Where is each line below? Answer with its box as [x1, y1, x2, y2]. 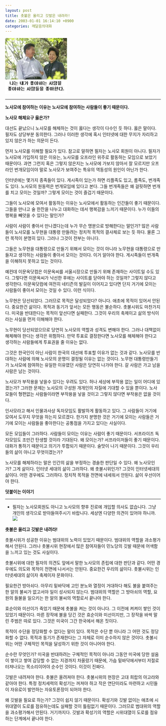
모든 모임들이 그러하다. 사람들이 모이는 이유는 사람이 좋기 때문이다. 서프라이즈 [5, 431, 154, 437]
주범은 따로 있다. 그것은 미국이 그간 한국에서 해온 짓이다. [10, 618, 119, 624]
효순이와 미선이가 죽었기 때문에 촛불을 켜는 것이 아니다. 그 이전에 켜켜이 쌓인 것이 [5, 606, 161, 612]
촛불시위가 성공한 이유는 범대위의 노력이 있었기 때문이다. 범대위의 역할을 [5, 537, 144, 543]
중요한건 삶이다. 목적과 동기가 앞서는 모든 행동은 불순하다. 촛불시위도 [11, 304, 143, 310]
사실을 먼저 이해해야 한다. [14, 317, 63, 322]
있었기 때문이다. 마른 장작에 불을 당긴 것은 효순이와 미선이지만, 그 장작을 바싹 [5, 612, 153, 618]
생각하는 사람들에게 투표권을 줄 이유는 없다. [5, 339, 88, 345]
